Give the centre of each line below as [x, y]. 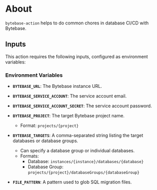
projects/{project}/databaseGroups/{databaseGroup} [84, 173]
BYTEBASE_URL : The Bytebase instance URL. [57, 86]
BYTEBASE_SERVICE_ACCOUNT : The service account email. [70, 96]
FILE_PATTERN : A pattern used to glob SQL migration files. [72, 182]
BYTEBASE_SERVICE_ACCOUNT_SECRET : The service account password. [82, 106]
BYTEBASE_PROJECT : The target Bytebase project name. [69, 116]
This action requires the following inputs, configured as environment [77, 56]
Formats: [29, 156]
